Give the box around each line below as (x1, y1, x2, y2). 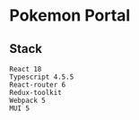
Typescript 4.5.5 (9, 73, 74, 81)
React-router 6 (9, 81, 66, 90)
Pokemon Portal (9, 5, 131, 26)
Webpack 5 (9, 96, 47, 105)
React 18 (9, 64, 42, 73)
